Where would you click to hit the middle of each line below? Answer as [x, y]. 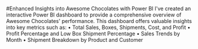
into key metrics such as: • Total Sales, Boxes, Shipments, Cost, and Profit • [98, 27]
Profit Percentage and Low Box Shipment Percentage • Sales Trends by [93, 34]
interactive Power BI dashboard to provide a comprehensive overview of [94, 15]
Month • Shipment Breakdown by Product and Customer [75, 40]
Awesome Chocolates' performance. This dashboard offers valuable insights [99, 21]
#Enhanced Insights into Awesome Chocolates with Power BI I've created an [99, 9]
